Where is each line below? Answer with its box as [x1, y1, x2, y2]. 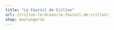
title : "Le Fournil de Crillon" [5, 7, 74, 13]
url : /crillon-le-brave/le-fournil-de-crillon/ [5, 12, 109, 17]
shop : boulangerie [5, 17, 45, 22]
